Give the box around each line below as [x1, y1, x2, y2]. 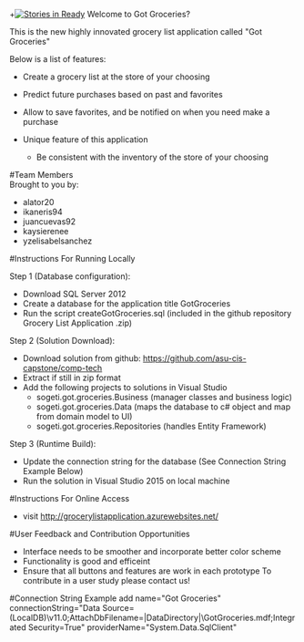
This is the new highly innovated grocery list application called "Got [9, 26, 262, 36]
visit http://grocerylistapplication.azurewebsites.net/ [22, 511, 218, 522]
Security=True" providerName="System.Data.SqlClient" [27, 622, 238, 633]
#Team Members [9, 170, 74, 180]
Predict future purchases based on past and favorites [22, 89, 223, 99]
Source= [102, 603, 135, 613]
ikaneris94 [22, 206, 64, 217]
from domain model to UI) [35, 411, 133, 421]
